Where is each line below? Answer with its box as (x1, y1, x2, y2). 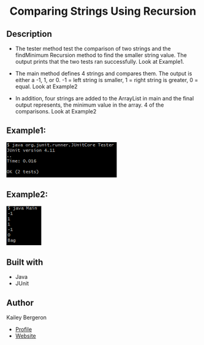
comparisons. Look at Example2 (15, 108, 97, 115)
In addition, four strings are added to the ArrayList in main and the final (15, 95, 194, 102)
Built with (6, 257, 43, 268)
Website (15, 332, 37, 339)
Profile (15, 326, 32, 333)
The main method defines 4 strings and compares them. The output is (15, 70, 192, 77)
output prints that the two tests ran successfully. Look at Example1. (15, 58, 184, 65)
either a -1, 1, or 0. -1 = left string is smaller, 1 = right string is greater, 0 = (15, 77, 198, 83)
